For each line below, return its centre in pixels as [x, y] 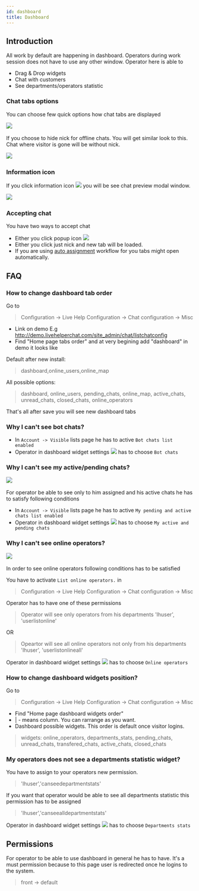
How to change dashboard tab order [59, 293]
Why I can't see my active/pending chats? [68, 468]
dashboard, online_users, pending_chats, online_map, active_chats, [103, 394]
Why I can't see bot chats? [45, 427]
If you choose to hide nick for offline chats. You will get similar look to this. [97, 138]
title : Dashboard [28, 17]
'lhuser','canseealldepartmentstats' [64, 813]
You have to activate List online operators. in [64, 580]
